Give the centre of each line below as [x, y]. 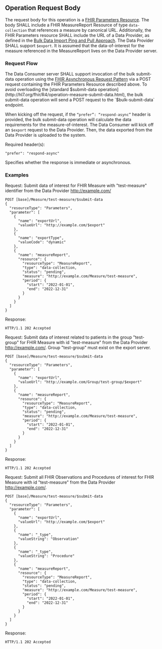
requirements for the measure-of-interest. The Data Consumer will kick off [79, 125]
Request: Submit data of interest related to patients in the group [69, 337]
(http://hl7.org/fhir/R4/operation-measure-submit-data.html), [65, 95]
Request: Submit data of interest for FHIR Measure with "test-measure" [76, 186]
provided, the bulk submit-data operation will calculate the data [68, 120]
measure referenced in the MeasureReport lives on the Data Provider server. [81, 51]
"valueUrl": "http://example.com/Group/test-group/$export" [80, 382]
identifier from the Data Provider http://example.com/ [58, 191]
